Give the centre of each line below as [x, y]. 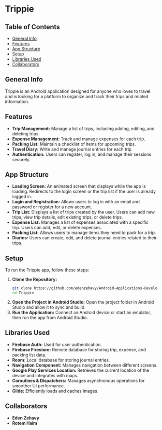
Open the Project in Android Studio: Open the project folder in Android [83, 302]
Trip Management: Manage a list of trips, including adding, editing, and [83, 128]
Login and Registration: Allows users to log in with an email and [76, 202]
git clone [22, 288]
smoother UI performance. [38, 386]
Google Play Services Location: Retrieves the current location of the [81, 370]
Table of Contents [33, 27]
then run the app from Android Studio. [50, 317]
